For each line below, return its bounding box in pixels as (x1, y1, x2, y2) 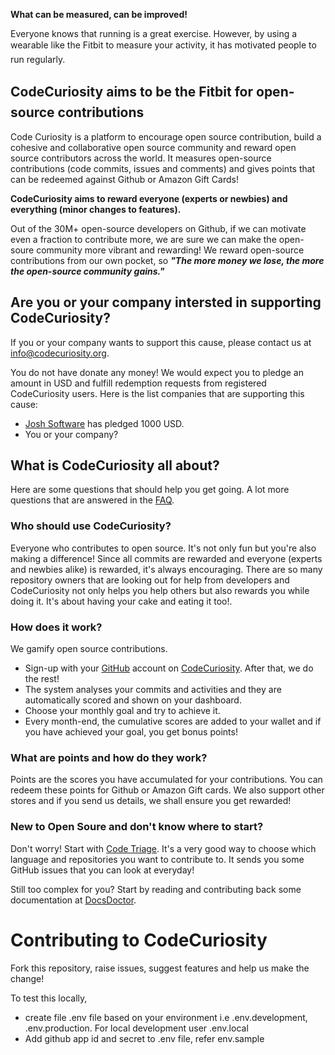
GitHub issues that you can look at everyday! (10, 864, 195, 876)
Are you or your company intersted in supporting (10, 294, 322, 311)
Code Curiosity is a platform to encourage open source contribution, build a (10, 130, 322, 143)
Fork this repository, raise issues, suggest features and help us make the (10, 962, 310, 974)
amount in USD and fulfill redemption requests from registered (10, 377, 267, 389)
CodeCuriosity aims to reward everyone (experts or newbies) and (10, 192, 288, 204)
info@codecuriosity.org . (10, 347, 110, 359)
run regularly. (10, 54, 66, 65)
